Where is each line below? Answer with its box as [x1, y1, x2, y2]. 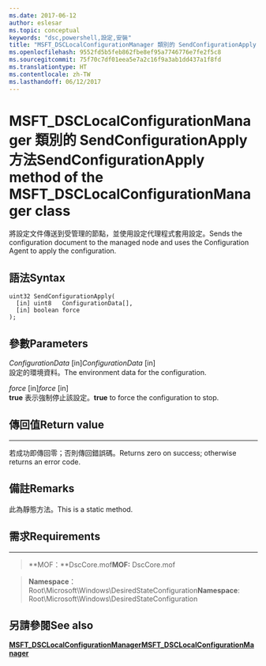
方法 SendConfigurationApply [9, 151, 205, 168]
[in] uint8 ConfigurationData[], [16, 300, 133, 308]
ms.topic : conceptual [9, 26, 81, 34]
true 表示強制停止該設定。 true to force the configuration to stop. [9, 393, 219, 403]
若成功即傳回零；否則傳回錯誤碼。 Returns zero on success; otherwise [9, 448, 237, 457]
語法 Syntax [9, 271, 66, 285]
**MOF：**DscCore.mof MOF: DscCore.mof [28, 559, 176, 570]
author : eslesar [9, 19, 62, 27]
